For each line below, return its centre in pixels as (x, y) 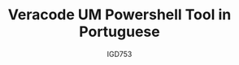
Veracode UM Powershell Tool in (119, 15)
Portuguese (119, 32)
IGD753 (119, 54)
